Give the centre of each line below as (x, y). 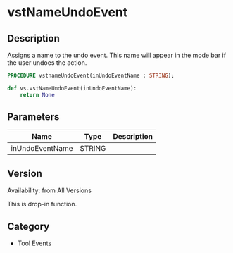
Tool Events (34, 243)
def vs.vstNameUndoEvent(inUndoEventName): (72, 88)
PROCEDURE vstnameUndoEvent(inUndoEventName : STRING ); (91, 75)
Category (29, 226)
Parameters (33, 117)
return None (37, 95)
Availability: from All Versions (49, 190)
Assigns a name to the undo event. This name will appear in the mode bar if (117, 55)
